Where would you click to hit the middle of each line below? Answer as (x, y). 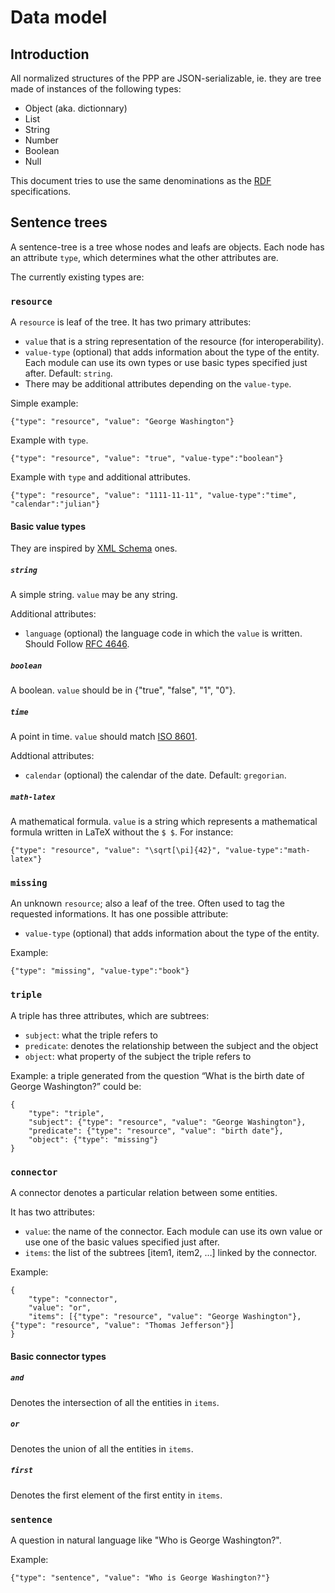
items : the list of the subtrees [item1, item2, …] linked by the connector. (171, 1253)
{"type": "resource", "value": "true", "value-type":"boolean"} (147, 459)
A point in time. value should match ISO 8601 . (104, 737)
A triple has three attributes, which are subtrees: (110, 1015)
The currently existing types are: (77, 277)
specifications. (41, 191)
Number (41, 140)
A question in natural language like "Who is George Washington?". (146, 1540)
